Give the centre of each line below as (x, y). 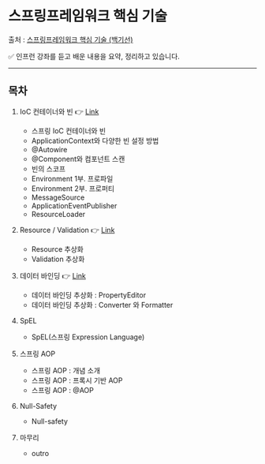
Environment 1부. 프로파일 (72, 178)
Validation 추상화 (58, 259)
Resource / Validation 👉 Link (67, 230)
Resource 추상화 (58, 249)
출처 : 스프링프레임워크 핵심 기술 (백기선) (71, 39)
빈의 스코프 (48, 168)
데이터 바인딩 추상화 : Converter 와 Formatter (102, 305)
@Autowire (49, 149)
